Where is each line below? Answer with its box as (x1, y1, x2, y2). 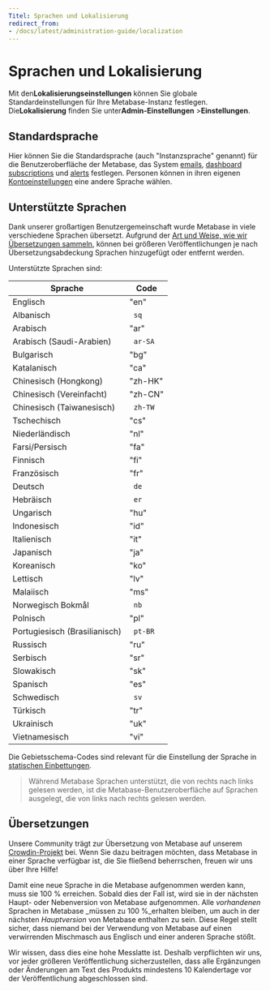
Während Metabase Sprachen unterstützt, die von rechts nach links (28, 776, 254, 786)
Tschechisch (12, 414, 62, 426)
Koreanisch (12, 560, 56, 571)
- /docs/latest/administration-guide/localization (8, 27, 183, 35)
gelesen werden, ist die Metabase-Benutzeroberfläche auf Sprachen (28, 784, 258, 795)
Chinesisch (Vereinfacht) (12, 388, 108, 400)
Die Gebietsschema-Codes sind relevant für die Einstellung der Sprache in (8, 752, 257, 761)
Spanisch (12, 678, 49, 689)
